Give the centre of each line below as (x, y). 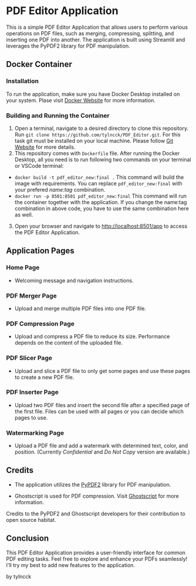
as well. (24, 214)
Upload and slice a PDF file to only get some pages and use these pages (102, 371)
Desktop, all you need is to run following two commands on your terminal (103, 159)
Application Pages (40, 251)
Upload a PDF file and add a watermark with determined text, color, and (101, 446)
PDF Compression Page (40, 324)
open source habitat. (31, 520)
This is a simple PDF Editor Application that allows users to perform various (97, 27)
